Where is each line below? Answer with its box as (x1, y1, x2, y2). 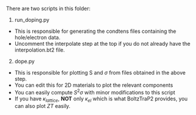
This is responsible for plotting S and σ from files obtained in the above (14, 69, 186, 76)
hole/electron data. (14, 34, 60, 40)
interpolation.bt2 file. (14, 46, 66, 53)
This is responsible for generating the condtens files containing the (14, 28, 177, 35)
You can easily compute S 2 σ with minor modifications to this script (14, 88, 176, 96)
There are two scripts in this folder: (6, 5, 91, 12)
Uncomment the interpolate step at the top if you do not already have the (14, 40, 191, 47)
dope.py (14, 58, 35, 65)
